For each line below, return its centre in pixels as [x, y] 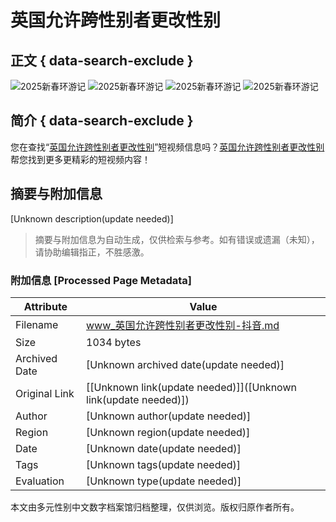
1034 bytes [114, 342]
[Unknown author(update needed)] [169, 416]
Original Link [45, 393]
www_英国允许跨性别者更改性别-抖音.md [183, 325]
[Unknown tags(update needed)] [164, 464]
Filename [37, 324]
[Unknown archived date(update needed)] [185, 364]
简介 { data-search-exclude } [102, 121]
